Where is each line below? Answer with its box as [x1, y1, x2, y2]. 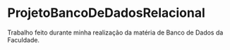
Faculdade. [7, 35, 40, 44]
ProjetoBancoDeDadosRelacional [7, 5, 206, 21]
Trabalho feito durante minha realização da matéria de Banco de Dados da [7, 28, 224, 37]
